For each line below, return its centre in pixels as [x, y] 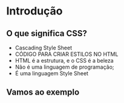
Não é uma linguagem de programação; [64, 67]
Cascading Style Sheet [44, 48]
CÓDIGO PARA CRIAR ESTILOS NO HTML [67, 54]
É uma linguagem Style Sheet [52, 73]
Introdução [34, 11]
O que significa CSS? [47, 33]
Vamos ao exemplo [43, 92]
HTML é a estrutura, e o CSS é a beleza [64, 61]
